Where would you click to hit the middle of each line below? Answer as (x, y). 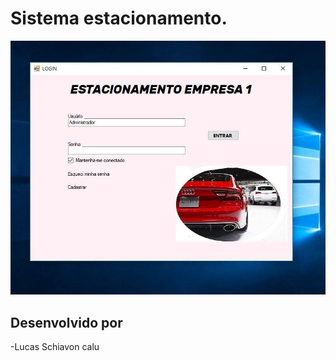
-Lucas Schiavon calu (55, 346)
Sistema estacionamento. (119, 18)
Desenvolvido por (66, 322)
